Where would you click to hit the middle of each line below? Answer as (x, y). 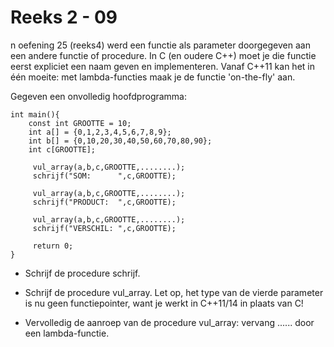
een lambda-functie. (67, 333)
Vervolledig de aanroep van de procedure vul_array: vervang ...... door (169, 322)
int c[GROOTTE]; (62, 149)
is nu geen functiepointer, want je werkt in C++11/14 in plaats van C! (164, 303)
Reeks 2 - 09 (64, 17)
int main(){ (35, 114)
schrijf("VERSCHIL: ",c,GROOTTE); (104, 228)
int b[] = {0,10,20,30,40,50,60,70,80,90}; (120, 141)
